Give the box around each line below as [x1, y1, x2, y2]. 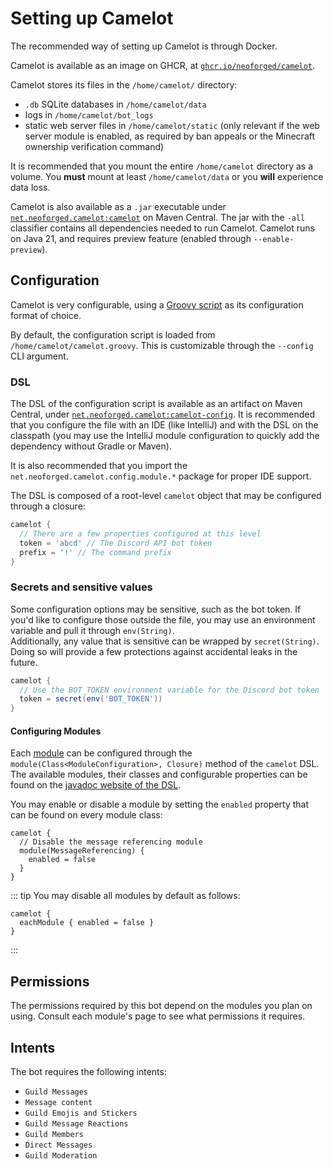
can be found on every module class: [10, 809, 163, 821]
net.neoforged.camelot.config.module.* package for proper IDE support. [10, 470, 312, 482]
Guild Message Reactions [24, 1119, 129, 1129]
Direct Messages [24, 1140, 93, 1151]
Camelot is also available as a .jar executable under [10, 200, 227, 212]
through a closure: [10, 500, 86, 512]
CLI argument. [10, 350, 69, 362]
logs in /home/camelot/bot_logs [24, 108, 154, 121]
